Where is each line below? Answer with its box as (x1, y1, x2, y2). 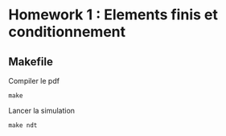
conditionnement (8, 23, 126, 41)
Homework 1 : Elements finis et (8, 6, 219, 24)
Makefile (8, 55, 54, 68)
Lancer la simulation (8, 106, 75, 115)
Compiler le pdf (8, 76, 60, 85)
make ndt (8, 122, 38, 130)
